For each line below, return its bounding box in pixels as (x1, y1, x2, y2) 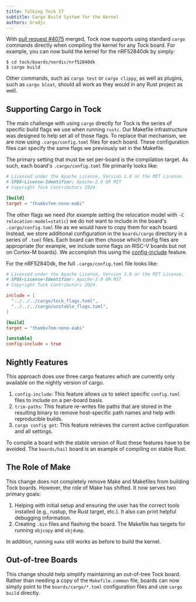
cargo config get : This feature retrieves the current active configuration (14, 421, 189, 428)
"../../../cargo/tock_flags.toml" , (11, 298, 98, 304)
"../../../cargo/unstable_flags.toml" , (11, 303, 109, 309)
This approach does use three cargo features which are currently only (6, 373, 175, 380)
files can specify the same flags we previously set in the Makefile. (6, 145, 165, 152)
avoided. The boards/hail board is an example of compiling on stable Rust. (6, 445, 187, 452)
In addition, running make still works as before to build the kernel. (6, 538, 161, 545)
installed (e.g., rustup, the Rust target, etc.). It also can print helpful (14, 508, 177, 515)
